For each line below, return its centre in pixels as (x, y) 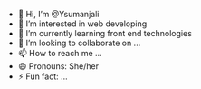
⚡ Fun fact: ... (43, 76)
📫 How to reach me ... (60, 53)
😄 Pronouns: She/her (58, 66)
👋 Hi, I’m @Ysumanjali (58, 14)
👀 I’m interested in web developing (82, 24)
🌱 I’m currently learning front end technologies (105, 33)
